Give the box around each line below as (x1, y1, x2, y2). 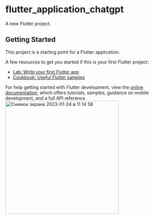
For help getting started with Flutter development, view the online (5, 84, 144, 90)
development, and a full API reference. (5, 95, 87, 101)
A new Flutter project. (5, 20, 51, 27)
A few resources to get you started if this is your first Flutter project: (5, 59, 149, 65)
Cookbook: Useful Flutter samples (12, 74, 85, 80)
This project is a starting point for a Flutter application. (5, 49, 120, 55)
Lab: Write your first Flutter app (12, 69, 80, 75)
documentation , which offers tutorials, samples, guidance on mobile (5, 90, 149, 96)
